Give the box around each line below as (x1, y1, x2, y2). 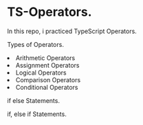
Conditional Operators (16, 83, 78, 91)
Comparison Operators (16, 75, 81, 84)
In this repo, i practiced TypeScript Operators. (7, 27, 137, 35)
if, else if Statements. (7, 110, 67, 118)
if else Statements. (7, 96, 60, 104)
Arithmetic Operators (16, 53, 76, 62)
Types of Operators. (7, 40, 64, 48)
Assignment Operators (16, 61, 80, 69)
